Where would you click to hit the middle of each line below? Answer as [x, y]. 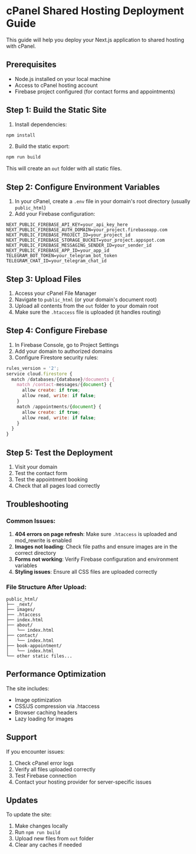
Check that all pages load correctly [57, 485]
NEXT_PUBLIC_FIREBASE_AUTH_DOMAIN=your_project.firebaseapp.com [87, 230]
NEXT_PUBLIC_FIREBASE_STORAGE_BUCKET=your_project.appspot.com [86, 241]
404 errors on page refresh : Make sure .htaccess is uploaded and [96, 534]
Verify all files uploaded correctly [55, 769]
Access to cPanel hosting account [56, 85]
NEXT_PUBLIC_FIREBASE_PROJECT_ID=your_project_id [68, 235]
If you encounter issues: [35, 751]
